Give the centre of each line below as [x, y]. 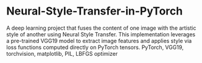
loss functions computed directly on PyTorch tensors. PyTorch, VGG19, [95, 47]
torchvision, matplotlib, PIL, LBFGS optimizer [62, 53]
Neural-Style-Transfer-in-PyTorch [95, 11]
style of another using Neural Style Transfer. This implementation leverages [101, 34]
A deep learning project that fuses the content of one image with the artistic [101, 28]
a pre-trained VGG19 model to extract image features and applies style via [99, 41]
